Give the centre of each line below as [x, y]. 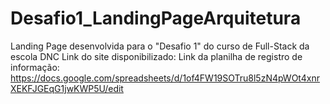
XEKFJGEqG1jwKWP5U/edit [67, 88]
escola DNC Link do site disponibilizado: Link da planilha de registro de [156, 56]
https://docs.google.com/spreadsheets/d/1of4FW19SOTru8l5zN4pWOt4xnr [165, 78]
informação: [35, 67]
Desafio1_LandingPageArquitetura [156, 18]
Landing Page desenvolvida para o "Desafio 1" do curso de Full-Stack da [160, 46]
